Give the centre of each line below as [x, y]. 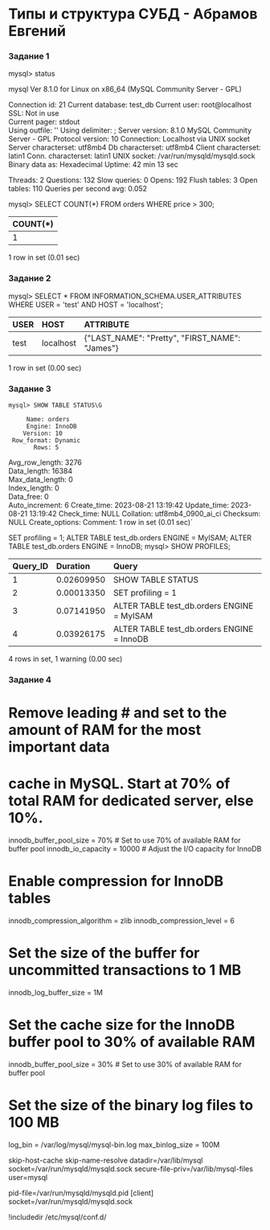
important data [59, 747]
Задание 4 [30, 680]
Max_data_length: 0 [41, 480]
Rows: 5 [46, 448]
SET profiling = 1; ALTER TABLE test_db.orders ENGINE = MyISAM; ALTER [130, 538]
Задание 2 [30, 278]
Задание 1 [29, 56]
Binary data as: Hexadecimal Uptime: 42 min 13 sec [93, 165]
